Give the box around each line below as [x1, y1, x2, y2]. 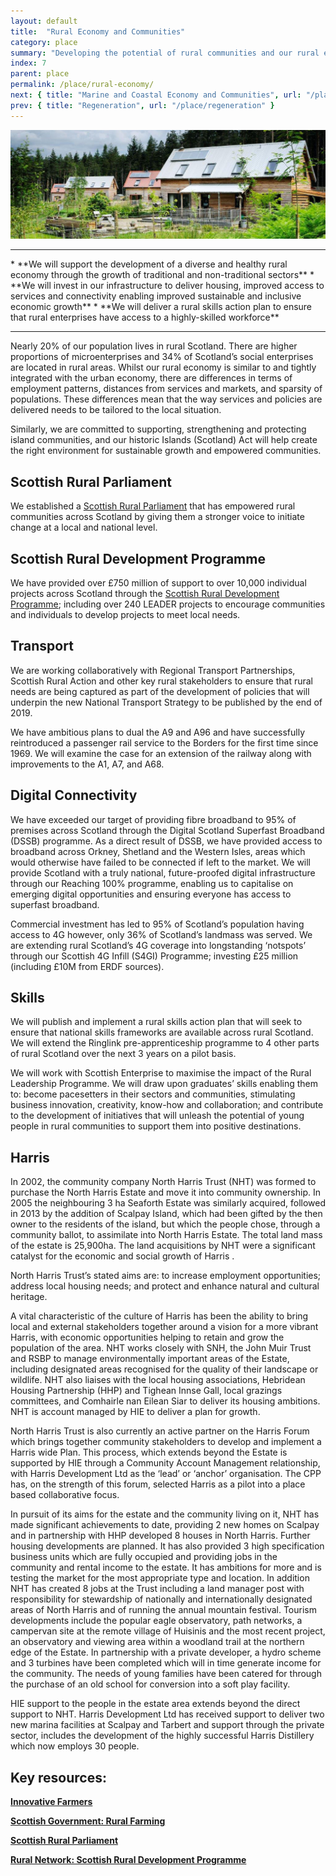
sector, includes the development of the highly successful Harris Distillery [10, 1730, 315, 1742]
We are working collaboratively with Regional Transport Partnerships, [10, 664, 296, 676]
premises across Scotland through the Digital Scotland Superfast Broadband [10, 824, 325, 836]
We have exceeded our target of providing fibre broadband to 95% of [10, 813, 297, 825]
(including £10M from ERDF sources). [10, 960, 165, 972]
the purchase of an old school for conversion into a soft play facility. [10, 1678, 291, 1690]
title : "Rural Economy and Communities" [10, 26, 186, 37]
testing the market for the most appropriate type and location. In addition [10, 1572, 310, 1584]
